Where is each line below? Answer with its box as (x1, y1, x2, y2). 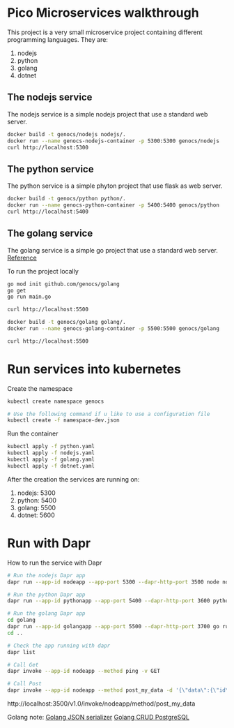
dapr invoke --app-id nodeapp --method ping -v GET (7, 668, 160, 675)
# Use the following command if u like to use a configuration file (7, 410, 210, 417)
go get (7, 287, 26, 294)
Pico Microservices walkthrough (7, 5, 200, 21)
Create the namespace (7, 384, 73, 392)
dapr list (7, 648, 36, 655)
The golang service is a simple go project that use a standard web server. (7, 246, 218, 254)
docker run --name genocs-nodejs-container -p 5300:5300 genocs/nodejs (7, 138, 219, 144)
